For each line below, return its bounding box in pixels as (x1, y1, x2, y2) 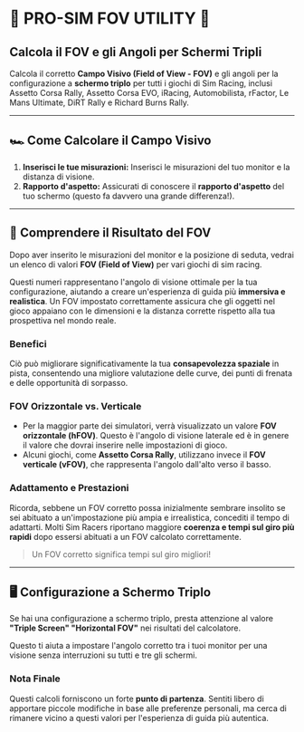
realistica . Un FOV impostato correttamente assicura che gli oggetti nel (9, 295, 276, 306)
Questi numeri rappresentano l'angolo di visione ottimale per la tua (9, 276, 258, 287)
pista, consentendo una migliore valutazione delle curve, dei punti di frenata (9, 367, 292, 379)
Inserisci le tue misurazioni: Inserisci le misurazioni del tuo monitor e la (22, 161, 290, 172)
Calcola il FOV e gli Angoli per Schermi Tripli (9, 44, 262, 60)
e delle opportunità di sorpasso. (9, 377, 128, 388)
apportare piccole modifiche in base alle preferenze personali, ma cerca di (9, 702, 287, 714)
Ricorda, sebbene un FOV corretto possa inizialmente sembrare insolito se (9, 502, 286, 513)
